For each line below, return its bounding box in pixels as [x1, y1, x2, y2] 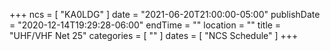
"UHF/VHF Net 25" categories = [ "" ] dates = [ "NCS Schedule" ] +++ [9, 30, 299, 41]
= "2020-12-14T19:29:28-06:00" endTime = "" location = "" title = [9, 19, 282, 31]
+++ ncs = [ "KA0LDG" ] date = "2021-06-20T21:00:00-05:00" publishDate [9, 9, 321, 20]
